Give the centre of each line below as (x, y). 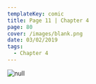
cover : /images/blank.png (45, 34)
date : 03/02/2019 (33, 40)
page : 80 (20, 27)
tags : (15, 47)
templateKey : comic (36, 14)
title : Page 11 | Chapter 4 (48, 20)
